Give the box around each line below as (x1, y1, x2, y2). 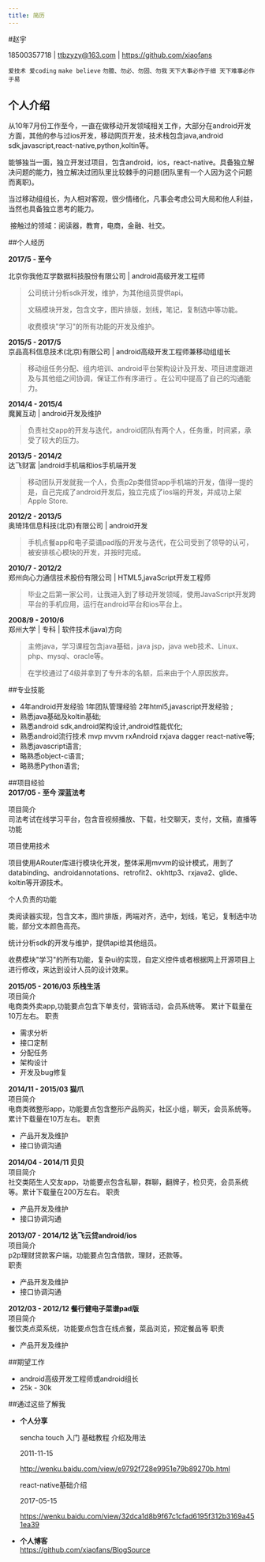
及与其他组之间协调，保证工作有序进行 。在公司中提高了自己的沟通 (27, 373, 244, 384)
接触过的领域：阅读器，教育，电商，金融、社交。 (9, 221, 170, 230)
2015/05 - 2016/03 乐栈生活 (8, 981, 101, 991)
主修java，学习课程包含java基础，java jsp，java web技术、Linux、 (27, 641, 243, 651)
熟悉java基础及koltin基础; (19, 712, 102, 721)
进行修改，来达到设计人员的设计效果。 (8, 965, 132, 974)
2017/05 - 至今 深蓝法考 (8, 788, 86, 797)
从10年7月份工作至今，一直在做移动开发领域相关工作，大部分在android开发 (8, 121, 252, 130)
